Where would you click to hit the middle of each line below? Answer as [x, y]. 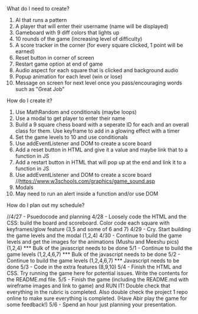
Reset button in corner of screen [55, 58]
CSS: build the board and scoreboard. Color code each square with [88, 223]
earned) [25, 51]
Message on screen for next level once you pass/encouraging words [98, 83]
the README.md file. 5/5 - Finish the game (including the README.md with [98, 279]
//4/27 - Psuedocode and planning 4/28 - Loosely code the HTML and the [97, 216]
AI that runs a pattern [41, 20]
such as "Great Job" [40, 89]
